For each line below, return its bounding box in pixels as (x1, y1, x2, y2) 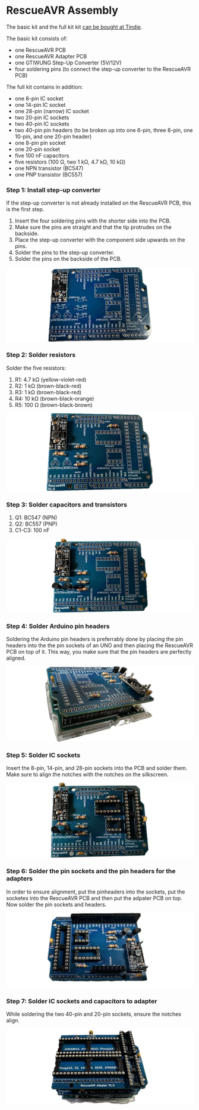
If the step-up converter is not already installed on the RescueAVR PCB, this (6, 199, 192, 206)
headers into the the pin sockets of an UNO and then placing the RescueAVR (6, 642, 194, 649)
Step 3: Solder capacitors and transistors (6, 500, 128, 509)
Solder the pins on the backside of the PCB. (14, 255, 122, 262)
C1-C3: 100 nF (14, 527, 50, 534)
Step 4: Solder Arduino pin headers (6, 622, 110, 630)
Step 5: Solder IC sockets (6, 751, 81, 759)
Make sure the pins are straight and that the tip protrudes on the (14, 224, 172, 231)
